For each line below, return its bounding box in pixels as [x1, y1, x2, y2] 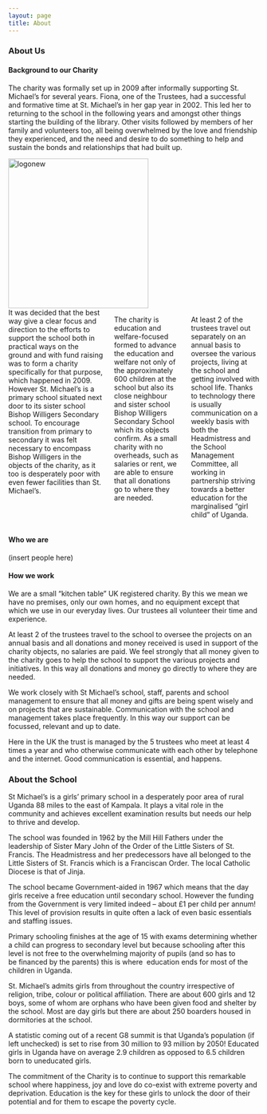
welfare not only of [114, 357, 176, 367]
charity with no [114, 442, 163, 451]
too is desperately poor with [8, 469, 101, 478]
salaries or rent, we [114, 458, 178, 468]
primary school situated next [8, 392, 102, 402]
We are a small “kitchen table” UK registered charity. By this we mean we [8, 589, 249, 599]
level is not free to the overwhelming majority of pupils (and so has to [8, 949, 236, 958]
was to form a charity [8, 359, 78, 368]
